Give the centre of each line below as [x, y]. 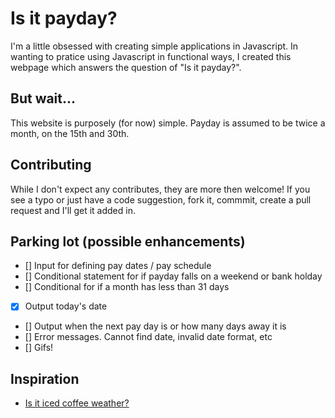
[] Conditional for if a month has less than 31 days [127, 287]
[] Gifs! [39, 348]
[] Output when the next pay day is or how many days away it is [155, 326]
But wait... [43, 98]
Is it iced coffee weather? [77, 403]
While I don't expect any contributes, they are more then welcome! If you [160, 189]
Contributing [51, 165]
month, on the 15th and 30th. [70, 133]
